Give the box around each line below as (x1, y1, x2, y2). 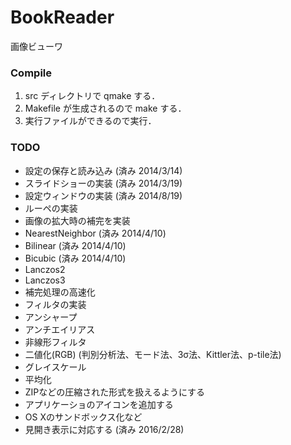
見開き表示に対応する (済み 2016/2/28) (24, 423, 185, 435)
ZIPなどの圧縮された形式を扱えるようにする (24, 386, 206, 398)
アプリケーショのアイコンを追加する (24, 398, 174, 410)
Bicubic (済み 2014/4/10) (24, 252, 127, 264)
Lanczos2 (24, 263, 66, 275)
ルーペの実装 (24, 202, 78, 214)
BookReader (10, 6, 115, 29)
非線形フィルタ (24, 336, 87, 348)
